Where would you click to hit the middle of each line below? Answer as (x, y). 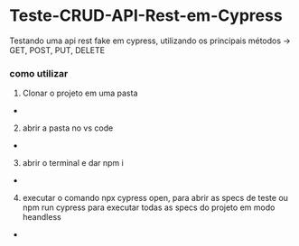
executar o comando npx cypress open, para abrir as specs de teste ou (155, 198)
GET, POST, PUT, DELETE (57, 50)
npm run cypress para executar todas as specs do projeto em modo (149, 207)
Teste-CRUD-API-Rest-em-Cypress (146, 16)
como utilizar (39, 73)
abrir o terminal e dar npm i (73, 163)
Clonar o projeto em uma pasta (80, 93)
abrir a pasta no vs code (68, 128)
